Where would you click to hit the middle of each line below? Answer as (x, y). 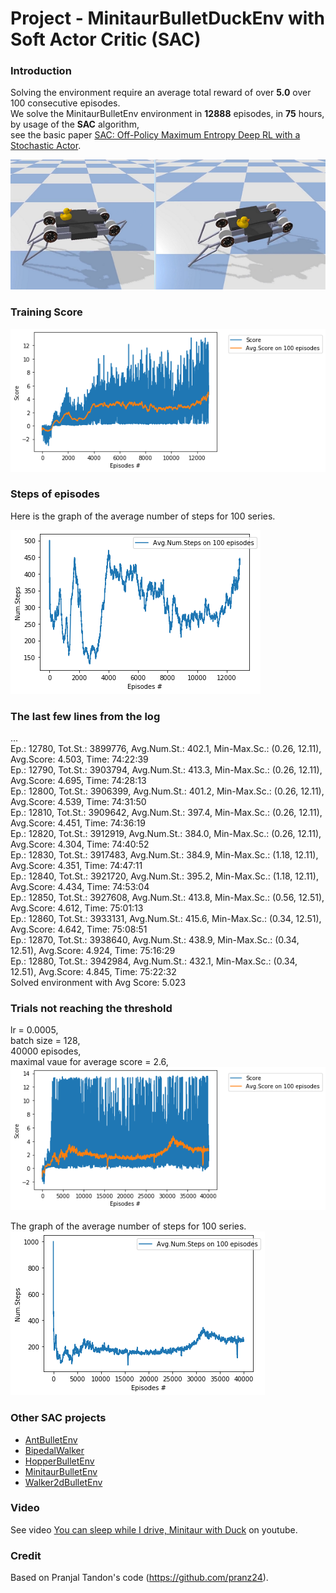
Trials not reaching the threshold (91, 1009)
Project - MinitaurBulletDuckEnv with (168, 18)
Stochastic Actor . (46, 146)
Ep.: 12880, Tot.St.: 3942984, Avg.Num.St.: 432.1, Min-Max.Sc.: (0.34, (154, 961)
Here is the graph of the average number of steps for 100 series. (143, 516)
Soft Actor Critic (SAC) (106, 39)
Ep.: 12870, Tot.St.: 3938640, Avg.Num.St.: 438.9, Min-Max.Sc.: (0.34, (155, 940)
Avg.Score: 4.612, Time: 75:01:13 (77, 908)
